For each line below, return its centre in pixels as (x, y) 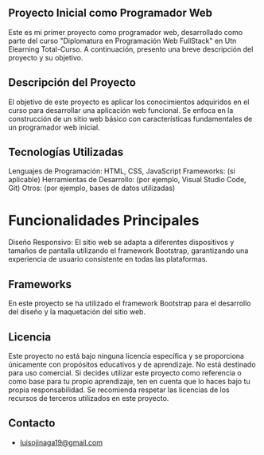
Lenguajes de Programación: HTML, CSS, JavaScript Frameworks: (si (122, 171)
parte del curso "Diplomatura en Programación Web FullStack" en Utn (122, 41)
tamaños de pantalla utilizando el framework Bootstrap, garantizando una (128, 251)
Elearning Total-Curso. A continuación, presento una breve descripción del (131, 49)
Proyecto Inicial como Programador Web (111, 13)
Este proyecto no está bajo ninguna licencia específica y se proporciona (126, 356)
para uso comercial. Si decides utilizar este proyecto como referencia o (125, 373)
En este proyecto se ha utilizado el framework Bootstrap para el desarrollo (130, 303)
